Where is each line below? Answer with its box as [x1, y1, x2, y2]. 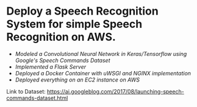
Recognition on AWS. [6, 30, 116, 44]
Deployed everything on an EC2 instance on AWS [15, 76, 140, 83]
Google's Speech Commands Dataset [15, 57, 110, 64]
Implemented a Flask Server [15, 63, 87, 71]
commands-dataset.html [6, 94, 68, 102]
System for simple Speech [6, 17, 143, 31]
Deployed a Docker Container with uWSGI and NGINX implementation [15, 69, 191, 77]
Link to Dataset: [6, 88, 46, 95]
